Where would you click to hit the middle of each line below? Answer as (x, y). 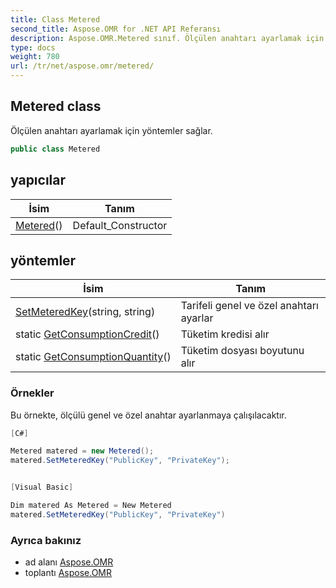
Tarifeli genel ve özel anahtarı (249, 306)
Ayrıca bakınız (46, 540)
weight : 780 (35, 57)
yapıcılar (38, 180)
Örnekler (32, 393)
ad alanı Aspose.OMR (69, 562)
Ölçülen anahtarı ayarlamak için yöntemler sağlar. (111, 130)
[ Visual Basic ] (42, 487)
